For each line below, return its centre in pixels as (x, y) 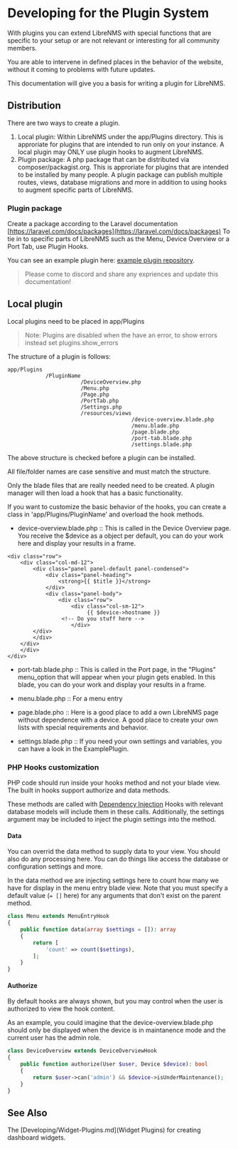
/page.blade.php (155, 432)
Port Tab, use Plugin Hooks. (48, 247)
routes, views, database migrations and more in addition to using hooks (122, 182)
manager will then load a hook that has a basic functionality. (95, 493)
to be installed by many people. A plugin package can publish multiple (120, 174)
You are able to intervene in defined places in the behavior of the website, (115, 61)
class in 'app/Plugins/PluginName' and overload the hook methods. (106, 514)
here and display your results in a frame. (77, 543)
